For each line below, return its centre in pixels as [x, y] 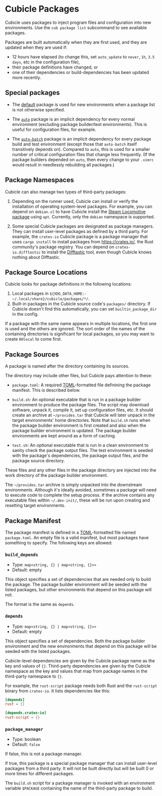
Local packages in [30, 293]
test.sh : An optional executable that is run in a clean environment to [80, 445]
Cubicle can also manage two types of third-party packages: [66, 192]
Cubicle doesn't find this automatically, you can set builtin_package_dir [84, 309]
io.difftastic [26, 252]
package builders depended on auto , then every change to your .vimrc [83, 160]
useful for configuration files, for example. [54, 129]
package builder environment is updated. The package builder [74, 431]
